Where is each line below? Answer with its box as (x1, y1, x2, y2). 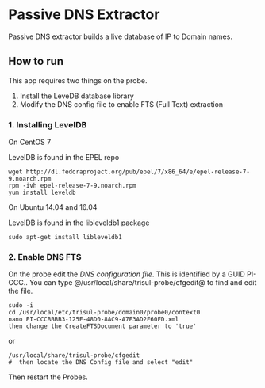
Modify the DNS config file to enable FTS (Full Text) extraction (19, 99, 224, 108)
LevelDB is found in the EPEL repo (8, 153, 120, 162)
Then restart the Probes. (8, 372, 89, 382)
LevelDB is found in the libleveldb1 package (8, 218, 150, 227)
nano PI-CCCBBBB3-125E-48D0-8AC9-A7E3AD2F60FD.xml (8, 315, 179, 324)
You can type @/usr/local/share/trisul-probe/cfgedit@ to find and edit (29, 278, 257, 287)
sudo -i (8, 302, 34, 310)
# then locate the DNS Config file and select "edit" (8, 359, 194, 367)
